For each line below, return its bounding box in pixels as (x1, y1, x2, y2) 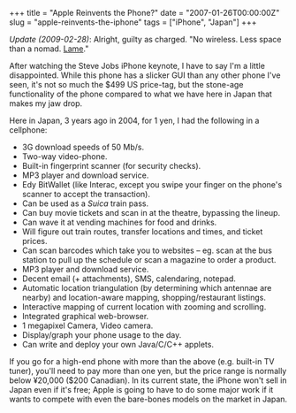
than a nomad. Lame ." (9, 43, 89, 54)
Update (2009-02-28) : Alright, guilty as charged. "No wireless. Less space (9, 34, 282, 44)
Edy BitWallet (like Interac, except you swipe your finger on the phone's (21, 180, 283, 189)
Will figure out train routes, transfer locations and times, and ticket (21, 226, 263, 237)
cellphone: (9, 125, 48, 135)
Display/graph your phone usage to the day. (21, 330, 182, 340)
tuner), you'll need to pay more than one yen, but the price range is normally (9, 366, 287, 376)
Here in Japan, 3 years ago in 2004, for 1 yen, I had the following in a (9, 115, 260, 126)
